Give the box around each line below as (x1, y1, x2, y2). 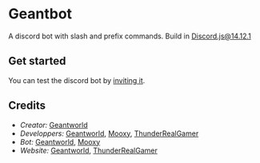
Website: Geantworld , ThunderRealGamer (19, 145, 158, 155)
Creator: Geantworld (19, 120, 88, 129)
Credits (8, 99, 46, 113)
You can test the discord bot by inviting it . (8, 75, 146, 85)
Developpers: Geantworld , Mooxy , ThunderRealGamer (19, 129, 199, 138)
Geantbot (8, 5, 73, 23)
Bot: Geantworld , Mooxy (19, 137, 101, 146)
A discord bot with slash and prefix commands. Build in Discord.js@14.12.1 (8, 31, 252, 41)
